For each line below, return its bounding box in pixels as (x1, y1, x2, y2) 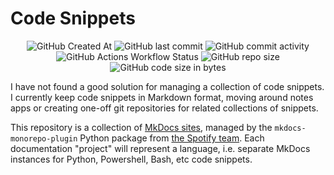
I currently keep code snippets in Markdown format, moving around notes (10, 91, 314, 103)
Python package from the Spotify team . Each (79, 132, 265, 144)
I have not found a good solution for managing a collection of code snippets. (10, 80, 325, 92)
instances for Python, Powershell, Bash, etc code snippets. (10, 153, 253, 165)
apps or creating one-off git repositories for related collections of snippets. (10, 102, 319, 114)
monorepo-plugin (10, 133, 78, 144)
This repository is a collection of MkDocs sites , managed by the (10, 121, 273, 133)
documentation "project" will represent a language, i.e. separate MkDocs (10, 142, 311, 154)
